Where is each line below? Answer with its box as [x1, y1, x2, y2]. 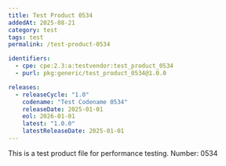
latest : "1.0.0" [22, 120, 76, 128]
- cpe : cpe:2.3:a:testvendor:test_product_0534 [15, 62, 174, 70]
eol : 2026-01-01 [22, 113, 76, 121]
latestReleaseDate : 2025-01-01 [22, 127, 125, 135]
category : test [8, 26, 58, 34]
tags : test [8, 33, 44, 41]
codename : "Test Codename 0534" [22, 98, 128, 106]
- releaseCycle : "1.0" [15, 91, 89, 99]
